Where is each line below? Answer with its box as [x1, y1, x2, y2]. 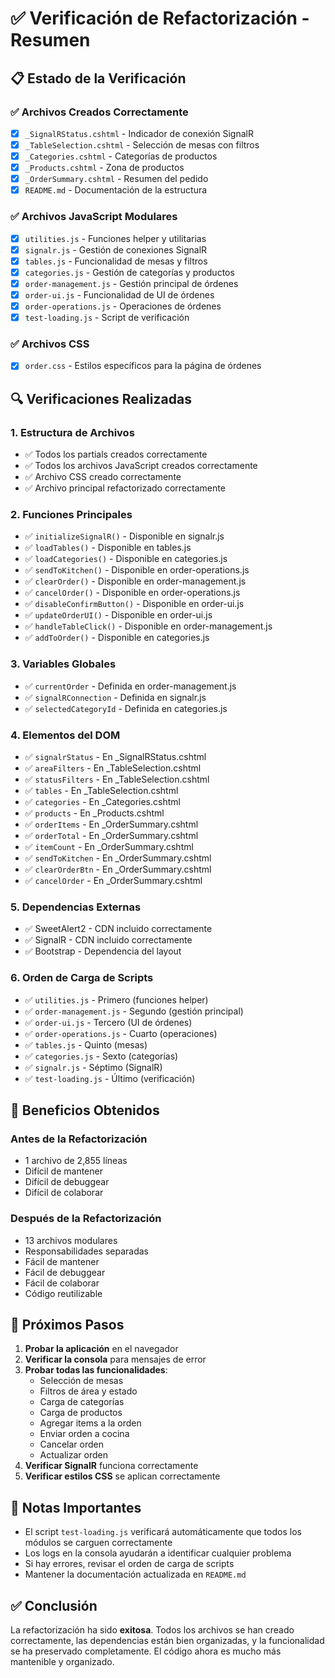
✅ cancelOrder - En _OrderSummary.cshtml [24, 874, 203, 886]
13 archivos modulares [24, 1234, 118, 1246]
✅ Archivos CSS [10, 337, 90, 351]
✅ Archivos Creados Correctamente [10, 105, 189, 119]
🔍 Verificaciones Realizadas [10, 390, 192, 407]
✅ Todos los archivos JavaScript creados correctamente [24, 460, 258, 472]
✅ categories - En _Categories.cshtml [24, 795, 181, 807]
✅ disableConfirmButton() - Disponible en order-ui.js [24, 598, 245, 610]
